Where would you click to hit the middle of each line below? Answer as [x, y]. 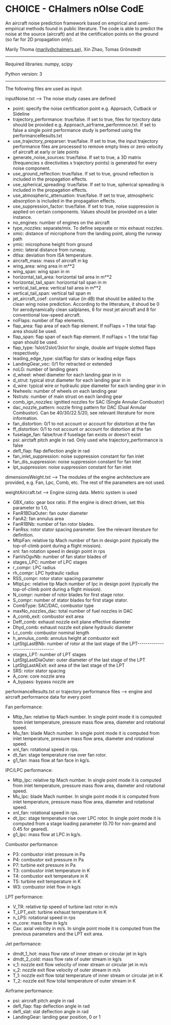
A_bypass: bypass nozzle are [43, 681]
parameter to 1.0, [30, 507]
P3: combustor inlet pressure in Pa [49, 854]
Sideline [21, 114]
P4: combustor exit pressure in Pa [48, 859]
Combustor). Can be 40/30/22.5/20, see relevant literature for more [84, 413]
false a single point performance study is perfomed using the [77, 130]
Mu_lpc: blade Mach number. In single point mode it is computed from [86, 796]
